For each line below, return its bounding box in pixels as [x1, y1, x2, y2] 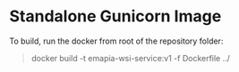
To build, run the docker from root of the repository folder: [9, 36, 224, 46]
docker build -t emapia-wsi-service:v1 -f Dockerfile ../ [30, 52, 231, 63]
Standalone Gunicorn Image [9, 6, 222, 27]
